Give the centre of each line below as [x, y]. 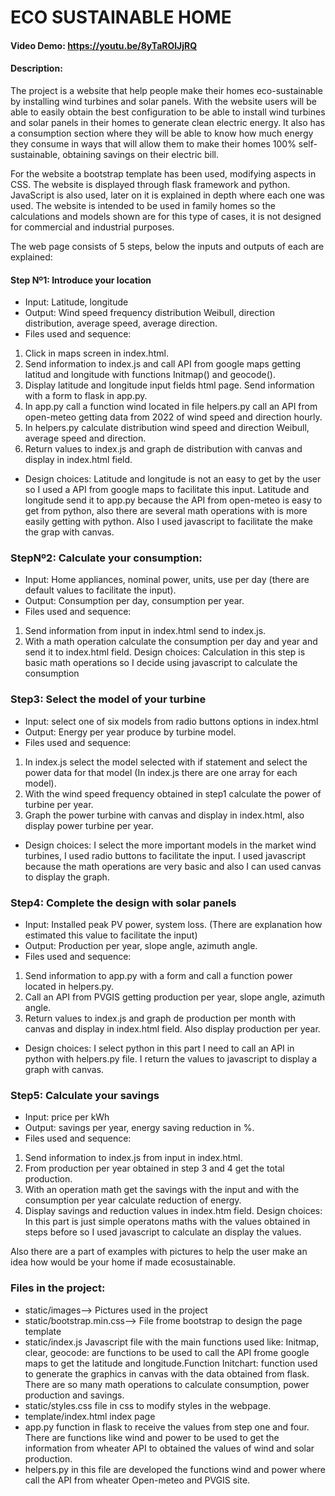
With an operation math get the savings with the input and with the [162, 1190]
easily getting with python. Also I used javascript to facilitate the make [168, 522]
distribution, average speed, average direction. [121, 323]
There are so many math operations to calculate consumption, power [167, 1384]
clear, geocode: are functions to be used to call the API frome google [167, 1352]
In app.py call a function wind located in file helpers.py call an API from [171, 407]
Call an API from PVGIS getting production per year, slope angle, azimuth [175, 997]
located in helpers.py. [69, 987]
